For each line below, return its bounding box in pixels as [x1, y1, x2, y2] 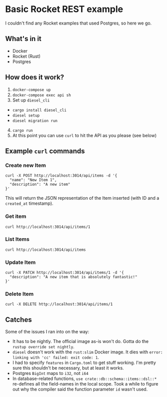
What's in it [5, 35, 41, 43]
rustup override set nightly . [12, 344, 75, 350]
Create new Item [5, 162, 46, 169]
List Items [5, 236, 30, 243]
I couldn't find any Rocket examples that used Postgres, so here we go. [5, 20, 152, 26]
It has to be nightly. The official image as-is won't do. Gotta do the [12, 338, 149, 344]
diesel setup [12, 113, 40, 118]
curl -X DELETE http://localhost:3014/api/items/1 [5, 302, 113, 307]
